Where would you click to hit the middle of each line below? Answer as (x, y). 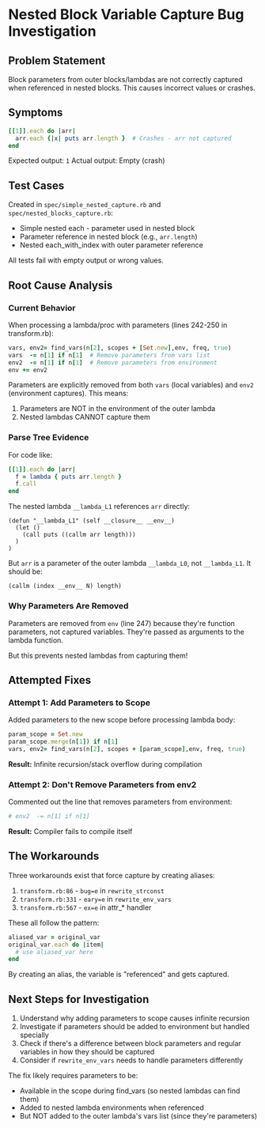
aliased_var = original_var (55, 937)
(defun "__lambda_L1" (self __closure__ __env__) (92, 521)
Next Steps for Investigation (79, 999)
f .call (26, 484)
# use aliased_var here (54, 952)
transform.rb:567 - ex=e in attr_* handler (85, 907)
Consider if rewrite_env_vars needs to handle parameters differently (131, 1060)
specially (34, 1035)
